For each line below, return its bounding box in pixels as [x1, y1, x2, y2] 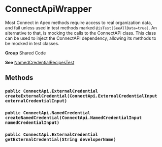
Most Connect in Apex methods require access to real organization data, [5, 20, 152, 25]
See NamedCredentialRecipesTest [5, 59, 75, 65]
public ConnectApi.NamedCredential [5, 110, 91, 116]
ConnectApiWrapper [5, 3, 92, 15]
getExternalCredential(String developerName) [5, 137, 117, 143]
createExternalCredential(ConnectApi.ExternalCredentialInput [5, 93, 158, 99]
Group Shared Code [5, 50, 46, 56]
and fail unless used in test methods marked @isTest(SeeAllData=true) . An [5, 24, 157, 30]
